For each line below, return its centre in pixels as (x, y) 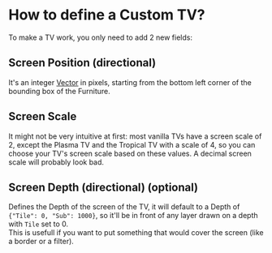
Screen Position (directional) (82, 63)
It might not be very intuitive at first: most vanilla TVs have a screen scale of (135, 136)
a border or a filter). (41, 242)
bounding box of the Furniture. (60, 91)
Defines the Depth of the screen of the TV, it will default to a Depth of (124, 207)
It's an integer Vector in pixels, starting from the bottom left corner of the (130, 82)
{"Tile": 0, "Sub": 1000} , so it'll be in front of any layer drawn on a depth (133, 216)
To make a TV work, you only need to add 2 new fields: (101, 37)
